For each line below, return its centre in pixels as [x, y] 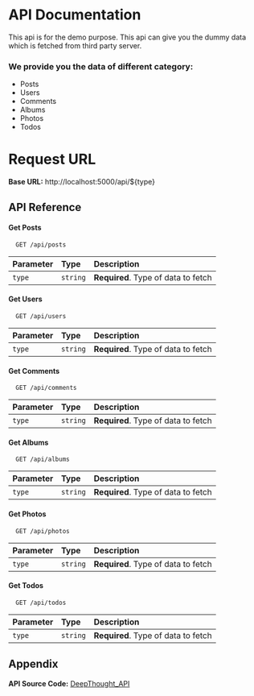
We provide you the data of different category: [101, 66]
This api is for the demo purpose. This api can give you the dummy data [127, 37]
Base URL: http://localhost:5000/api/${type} [82, 182]
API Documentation [75, 15]
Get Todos [26, 586]
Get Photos [27, 514]
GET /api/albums [43, 460]
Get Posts [25, 228]
